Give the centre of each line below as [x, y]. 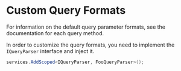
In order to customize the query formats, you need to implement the [91, 45]
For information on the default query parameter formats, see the [86, 27]
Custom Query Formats [66, 10]
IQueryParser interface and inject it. [50, 51]
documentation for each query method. [55, 33]
